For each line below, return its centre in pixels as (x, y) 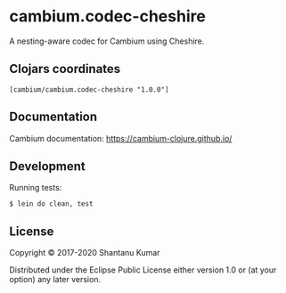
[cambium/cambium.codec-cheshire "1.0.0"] (89, 90)
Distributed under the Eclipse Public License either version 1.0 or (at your (143, 270)
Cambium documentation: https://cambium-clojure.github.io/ (121, 138)
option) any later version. (55, 280)
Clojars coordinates (65, 69)
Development (48, 166)
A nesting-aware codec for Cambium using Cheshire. (107, 41)
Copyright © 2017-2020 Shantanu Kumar (85, 253)
